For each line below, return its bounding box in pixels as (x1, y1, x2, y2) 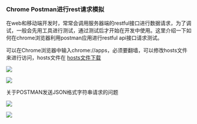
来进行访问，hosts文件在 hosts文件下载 (6, 54, 101, 61)
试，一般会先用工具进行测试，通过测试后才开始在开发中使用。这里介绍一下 (6, 27, 186, 34)
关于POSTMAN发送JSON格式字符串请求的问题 (6, 89, 119, 96)
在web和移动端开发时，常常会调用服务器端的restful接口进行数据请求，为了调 (6, 19, 192, 27)
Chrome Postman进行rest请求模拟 (6, 5, 105, 13)
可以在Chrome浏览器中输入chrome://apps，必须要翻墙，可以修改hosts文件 (6, 47, 188, 54)
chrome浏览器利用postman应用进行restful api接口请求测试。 (16, 34, 163, 42)
